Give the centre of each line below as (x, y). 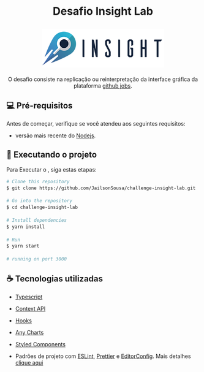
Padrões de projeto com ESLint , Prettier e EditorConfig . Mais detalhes (103, 356)
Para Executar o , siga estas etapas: (51, 169)
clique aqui (29, 362)
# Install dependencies (37, 220)
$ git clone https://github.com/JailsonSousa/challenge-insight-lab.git (101, 188)
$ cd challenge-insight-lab (42, 207)
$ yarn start (23, 246)
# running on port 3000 (37, 259)
